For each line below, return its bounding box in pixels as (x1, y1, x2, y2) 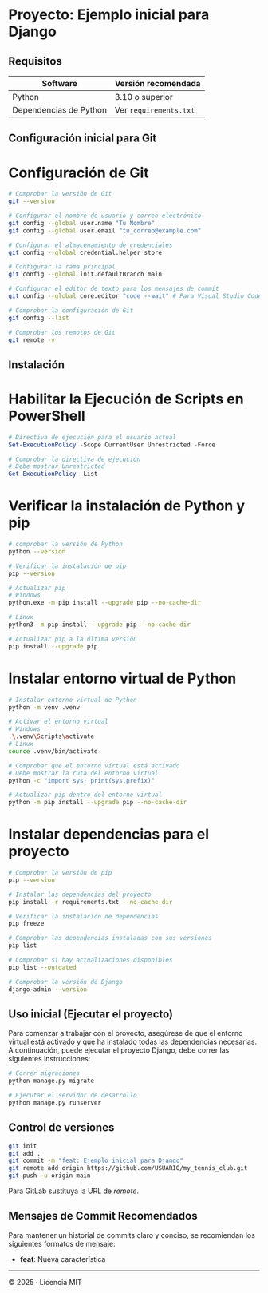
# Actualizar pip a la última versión (8, 635, 137, 643)
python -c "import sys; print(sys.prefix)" (8, 776, 156, 784)
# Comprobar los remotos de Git (8, 328, 116, 336)
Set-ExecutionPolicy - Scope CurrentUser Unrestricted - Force (8, 441, 216, 449)
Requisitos (8, 54, 62, 68)
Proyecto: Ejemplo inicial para (8, 6, 210, 24)
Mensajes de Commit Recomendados (8, 1209, 198, 1223)
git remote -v (8, 335, 56, 344)
